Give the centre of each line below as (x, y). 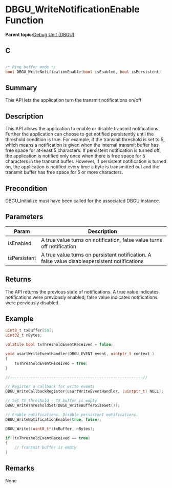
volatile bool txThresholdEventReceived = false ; (59, 345)
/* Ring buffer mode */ (31, 67)
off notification (59, 246)
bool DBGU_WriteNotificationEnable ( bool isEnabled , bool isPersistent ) (83, 72)
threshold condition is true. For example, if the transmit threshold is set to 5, (85, 140)
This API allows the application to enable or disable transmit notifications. (83, 129)
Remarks (20, 468)
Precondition (26, 188)
